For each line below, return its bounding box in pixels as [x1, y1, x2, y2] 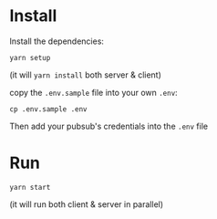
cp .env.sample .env [9, 104, 88, 114]
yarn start [9, 182, 51, 192]
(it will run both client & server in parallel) [9, 198, 164, 210]
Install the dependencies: [9, 36, 105, 47]
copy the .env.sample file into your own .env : [9, 87, 178, 98]
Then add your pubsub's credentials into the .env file [9, 120, 208, 131]
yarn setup [9, 53, 51, 62]
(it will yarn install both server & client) [9, 69, 162, 80]
